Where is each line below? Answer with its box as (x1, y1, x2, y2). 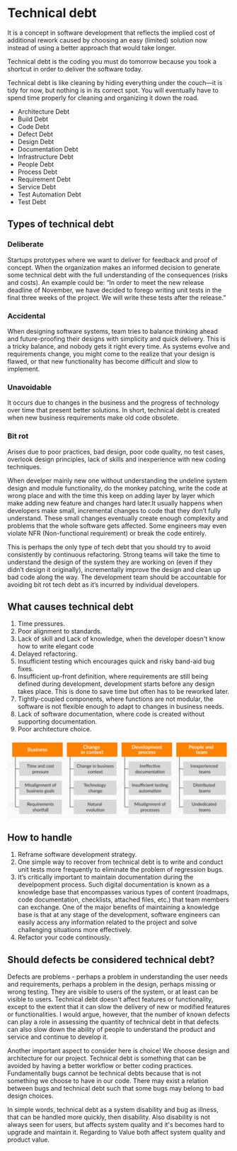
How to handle (7, 831, 73, 843)
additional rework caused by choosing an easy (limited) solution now (7, 35, 208, 44)
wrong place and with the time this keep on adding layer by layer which (7, 491, 215, 500)
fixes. (17, 665, 34, 673)
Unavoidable (7, 382, 52, 392)
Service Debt (17, 182, 57, 191)
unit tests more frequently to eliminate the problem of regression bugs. (17, 865, 224, 874)
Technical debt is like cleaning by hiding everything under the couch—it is (7, 78, 223, 86)
